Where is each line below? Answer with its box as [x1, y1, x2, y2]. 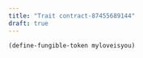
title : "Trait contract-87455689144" [8, 11, 136, 20]
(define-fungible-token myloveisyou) [8, 41, 136, 49]
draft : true [8, 19, 48, 27]
